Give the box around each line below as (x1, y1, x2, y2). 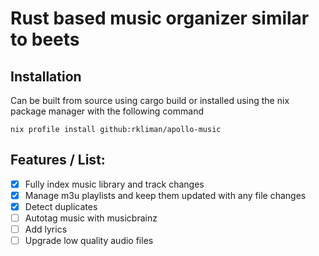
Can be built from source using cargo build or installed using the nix (10, 95, 290, 106)
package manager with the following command (10, 105, 204, 117)
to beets (10, 28, 80, 51)
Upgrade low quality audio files (24, 235, 154, 247)
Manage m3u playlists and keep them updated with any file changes (24, 189, 307, 201)
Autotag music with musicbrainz (24, 212, 158, 224)
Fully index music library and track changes (24, 178, 205, 190)
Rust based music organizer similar (10, 7, 310, 30)
